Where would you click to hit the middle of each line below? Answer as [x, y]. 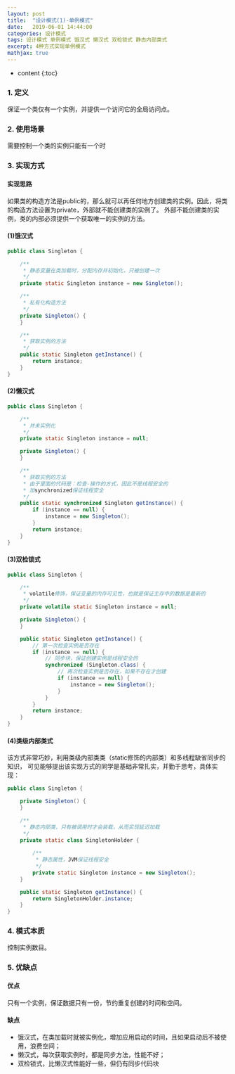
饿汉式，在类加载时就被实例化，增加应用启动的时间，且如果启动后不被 [119, 1037]
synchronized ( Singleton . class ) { [95, 665]
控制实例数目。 [29, 947]
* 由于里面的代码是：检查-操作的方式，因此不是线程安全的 [95, 484]
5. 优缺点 [22, 968]
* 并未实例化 [39, 426]
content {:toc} [38, 73]
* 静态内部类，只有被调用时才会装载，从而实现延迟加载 [91, 827]
